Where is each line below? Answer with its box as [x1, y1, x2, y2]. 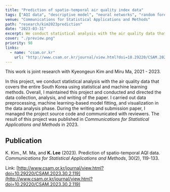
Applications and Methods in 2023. [5, 121, 79, 127]
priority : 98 [5, 41, 33, 46]
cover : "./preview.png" [5, 36, 56, 41]
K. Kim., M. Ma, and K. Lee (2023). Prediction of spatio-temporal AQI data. [5, 150, 160, 156]
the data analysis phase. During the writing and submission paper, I [5, 105, 146, 112]
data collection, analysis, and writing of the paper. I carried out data [5, 94, 146, 101]
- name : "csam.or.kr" [10, 50, 56, 55]
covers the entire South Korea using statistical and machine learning [5, 84, 148, 90]
